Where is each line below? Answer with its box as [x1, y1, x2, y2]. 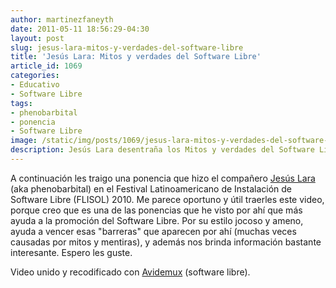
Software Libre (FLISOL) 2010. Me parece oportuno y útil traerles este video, [10, 193, 325, 205]
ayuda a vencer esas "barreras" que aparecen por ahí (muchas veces [10, 225, 297, 237]
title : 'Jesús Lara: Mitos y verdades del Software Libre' [10, 52, 262, 62]
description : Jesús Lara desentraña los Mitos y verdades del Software [10, 145, 315, 155]
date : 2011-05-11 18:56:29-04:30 [10, 24, 150, 34]
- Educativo [10, 80, 60, 90]
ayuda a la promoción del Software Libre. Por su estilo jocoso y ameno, [10, 214, 304, 226]
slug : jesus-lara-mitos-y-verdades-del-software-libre [10, 42, 244, 53]
